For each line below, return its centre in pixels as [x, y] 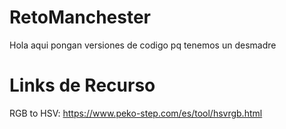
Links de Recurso [82, 85]
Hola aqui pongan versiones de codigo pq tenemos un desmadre [143, 45]
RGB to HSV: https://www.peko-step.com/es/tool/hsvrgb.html [136, 113]
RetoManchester [80, 17]
